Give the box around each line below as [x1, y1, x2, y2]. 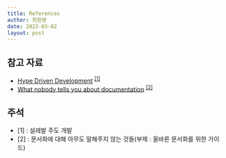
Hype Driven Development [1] [17, 75, 101, 85]
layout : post [7, 29, 45, 37]
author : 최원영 [7, 17, 47, 23]
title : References [7, 10, 60, 17]
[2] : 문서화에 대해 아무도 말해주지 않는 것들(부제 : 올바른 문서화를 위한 [17, 135, 207, 144]
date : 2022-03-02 [7, 23, 58, 30]
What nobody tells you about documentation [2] [17, 83, 153, 93]
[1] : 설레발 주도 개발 [17, 126, 73, 135]
